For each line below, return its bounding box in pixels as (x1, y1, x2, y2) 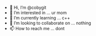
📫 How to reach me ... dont (9, 26, 65, 31)
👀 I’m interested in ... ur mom (9, 10, 67, 16)
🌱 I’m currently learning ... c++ (9, 15, 70, 20)
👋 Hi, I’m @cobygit (9, 5, 47, 10)
